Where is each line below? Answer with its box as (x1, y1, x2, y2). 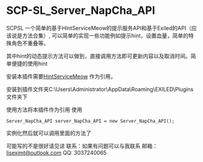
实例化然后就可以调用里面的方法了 (6, 129, 92, 137)
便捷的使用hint (11, 60, 48, 67)
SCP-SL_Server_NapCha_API (6, 4, 156, 18)
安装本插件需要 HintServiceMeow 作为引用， (6, 73, 116, 80)
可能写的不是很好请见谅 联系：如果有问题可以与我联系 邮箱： (6, 142, 158, 149)
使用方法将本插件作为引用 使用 (6, 106, 82, 113)
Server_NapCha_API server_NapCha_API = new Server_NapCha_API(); (6, 118, 175, 124)
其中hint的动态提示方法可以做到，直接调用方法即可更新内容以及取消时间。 (6, 52, 191, 59)
